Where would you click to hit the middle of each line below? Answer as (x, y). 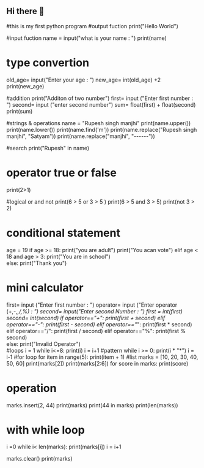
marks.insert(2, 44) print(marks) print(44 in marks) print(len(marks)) (92, 405)
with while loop (46, 430)
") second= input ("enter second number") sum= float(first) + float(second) (101, 104)
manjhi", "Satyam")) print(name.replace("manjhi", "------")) (81, 136)
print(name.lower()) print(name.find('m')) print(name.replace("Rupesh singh (102, 129)
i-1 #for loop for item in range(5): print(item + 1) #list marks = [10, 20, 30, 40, (102, 357)
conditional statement (64, 233)
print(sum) (20, 111)
